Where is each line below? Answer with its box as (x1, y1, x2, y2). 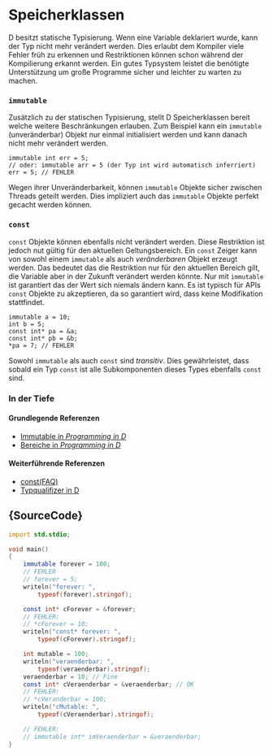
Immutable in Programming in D (19, 431, 127, 441)
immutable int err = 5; (8, 154, 89, 163)
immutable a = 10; (8, 313, 71, 321)
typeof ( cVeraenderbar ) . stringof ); (37, 710, 154, 719)
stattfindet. (8, 297, 45, 306)
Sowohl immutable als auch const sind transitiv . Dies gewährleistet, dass (8, 355, 249, 365)
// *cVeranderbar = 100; (23, 695, 107, 704)
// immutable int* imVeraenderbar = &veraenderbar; (23, 732, 201, 741)
